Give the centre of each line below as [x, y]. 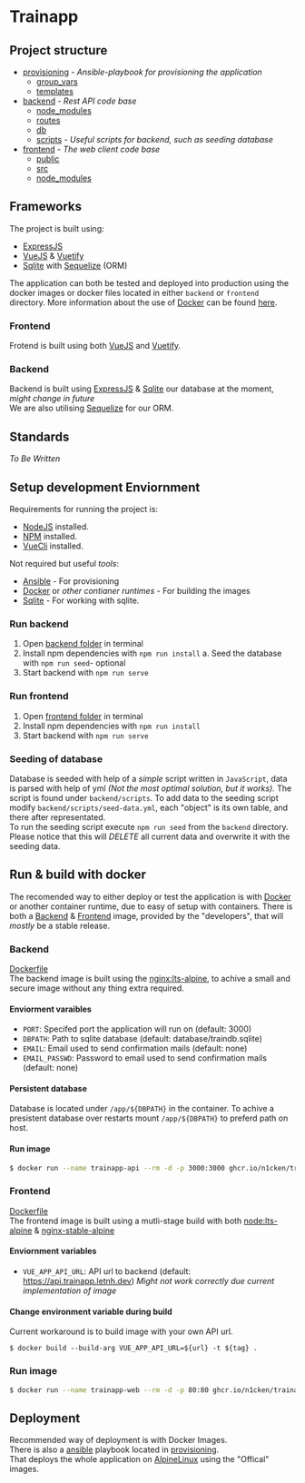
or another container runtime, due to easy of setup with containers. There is [151, 906]
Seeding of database [56, 758]
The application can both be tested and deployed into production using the [149, 282]
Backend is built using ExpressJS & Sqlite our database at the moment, [142, 389]
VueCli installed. [53, 546]
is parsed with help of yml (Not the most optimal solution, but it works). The [151, 788]
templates [55, 91]
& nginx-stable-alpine [74, 1230]
